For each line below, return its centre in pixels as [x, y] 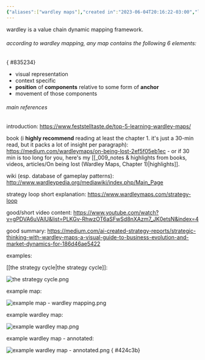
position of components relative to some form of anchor [87, 87]
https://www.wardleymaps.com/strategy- [139, 194]
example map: [24, 291]
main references [27, 107]
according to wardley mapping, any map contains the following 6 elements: [102, 43]
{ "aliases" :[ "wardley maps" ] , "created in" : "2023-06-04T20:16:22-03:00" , [101, 12]
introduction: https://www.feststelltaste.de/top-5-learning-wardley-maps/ [99, 126]
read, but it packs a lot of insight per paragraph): [67, 145]
